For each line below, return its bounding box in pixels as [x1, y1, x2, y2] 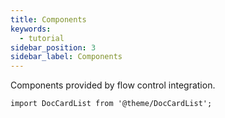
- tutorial [19, 33, 65, 43]
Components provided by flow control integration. [10, 79, 216, 91]
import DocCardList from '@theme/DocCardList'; [10, 99, 213, 109]
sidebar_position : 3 [10, 42, 97, 53]
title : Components [10, 14, 87, 25]
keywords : [10, 24, 52, 34]
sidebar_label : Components [10, 52, 123, 62]
